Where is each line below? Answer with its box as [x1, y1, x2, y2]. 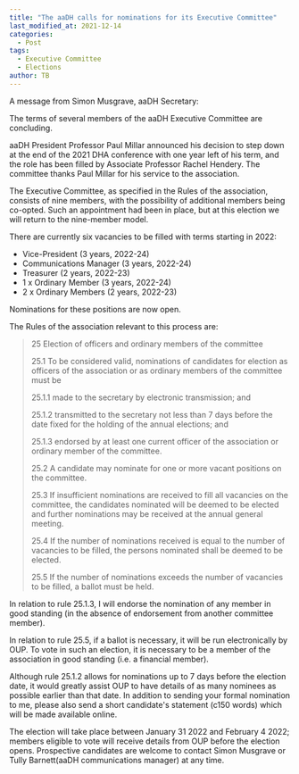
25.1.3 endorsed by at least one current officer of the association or [30, 436, 279, 446]
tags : [9, 46, 29, 55]
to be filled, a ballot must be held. [30, 581, 154, 592]
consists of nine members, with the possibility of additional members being [9, 195, 286, 205]
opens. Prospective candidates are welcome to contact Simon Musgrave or [9, 745, 286, 755]
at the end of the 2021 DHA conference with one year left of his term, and [9, 149, 279, 160]
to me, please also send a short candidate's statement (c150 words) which [9, 699, 283, 710]
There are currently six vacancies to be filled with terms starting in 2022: [9, 231, 277, 242]
